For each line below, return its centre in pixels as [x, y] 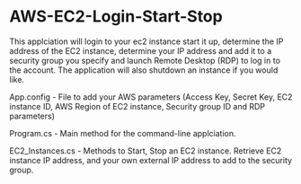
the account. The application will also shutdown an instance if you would [144, 70]
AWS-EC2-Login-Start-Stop [116, 17]
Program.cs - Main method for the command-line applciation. [123, 133]
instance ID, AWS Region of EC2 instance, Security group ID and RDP [137, 106]
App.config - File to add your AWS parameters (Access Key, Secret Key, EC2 [151, 97]
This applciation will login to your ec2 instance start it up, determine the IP [146, 41]
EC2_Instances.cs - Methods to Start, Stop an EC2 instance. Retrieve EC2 [146, 151]
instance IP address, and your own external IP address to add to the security [151, 160]
